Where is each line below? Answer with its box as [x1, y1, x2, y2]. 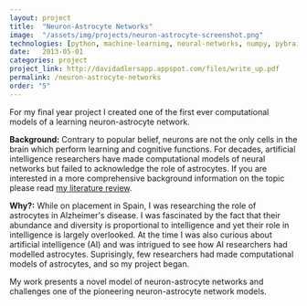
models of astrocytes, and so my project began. [9, 258, 190, 269]
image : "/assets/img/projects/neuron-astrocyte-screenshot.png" [9, 30, 263, 39]
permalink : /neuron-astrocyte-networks [9, 73, 162, 82]
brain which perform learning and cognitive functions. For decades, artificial [9, 143, 296, 154]
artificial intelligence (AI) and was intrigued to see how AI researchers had [9, 238, 288, 249]
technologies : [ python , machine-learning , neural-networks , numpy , [9, 38, 272, 48]
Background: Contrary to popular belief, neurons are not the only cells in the [9, 133, 298, 144]
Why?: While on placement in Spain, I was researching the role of [9, 200, 257, 211]
